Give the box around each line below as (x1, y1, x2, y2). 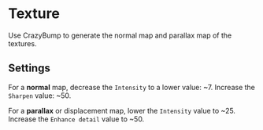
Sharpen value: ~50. (8, 91, 72, 100)
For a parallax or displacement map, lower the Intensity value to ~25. (8, 106, 236, 115)
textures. (8, 38, 37, 48)
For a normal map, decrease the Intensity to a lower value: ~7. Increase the (8, 82, 256, 92)
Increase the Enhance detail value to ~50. (8, 114, 145, 124)
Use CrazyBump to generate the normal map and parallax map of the (8, 31, 232, 40)
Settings (8, 62, 51, 75)
